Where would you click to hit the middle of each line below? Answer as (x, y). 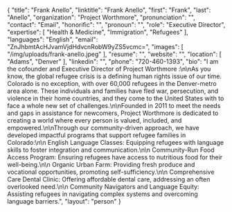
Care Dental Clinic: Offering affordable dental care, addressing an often (109, 179)
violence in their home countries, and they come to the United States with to (116, 98)
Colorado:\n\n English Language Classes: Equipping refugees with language (115, 142)
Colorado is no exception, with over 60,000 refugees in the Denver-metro (112, 83)
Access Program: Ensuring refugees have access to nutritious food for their (115, 157)
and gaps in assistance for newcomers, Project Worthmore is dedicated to (113, 113)
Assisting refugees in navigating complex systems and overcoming (103, 194)
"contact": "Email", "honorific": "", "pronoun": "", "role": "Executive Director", (116, 25)
